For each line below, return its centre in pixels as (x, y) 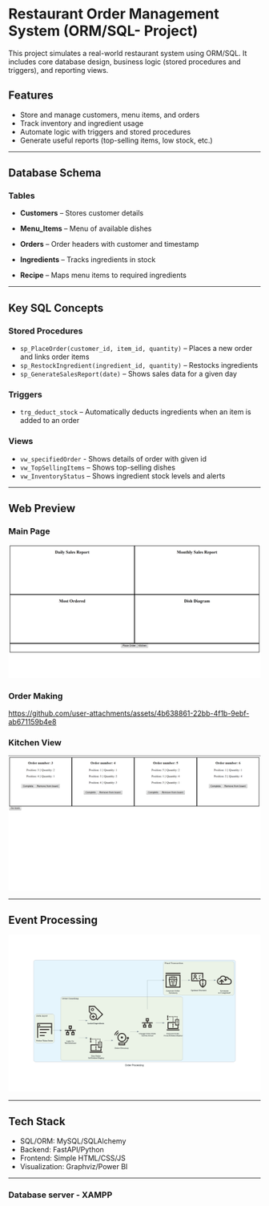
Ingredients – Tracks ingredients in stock (88, 260)
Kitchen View (35, 742)
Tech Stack (37, 1121)
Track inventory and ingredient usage (82, 123)
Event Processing (53, 920)
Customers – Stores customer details (82, 213)
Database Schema (55, 173)
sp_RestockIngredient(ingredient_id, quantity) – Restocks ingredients (139, 365)
